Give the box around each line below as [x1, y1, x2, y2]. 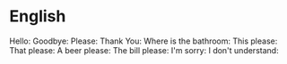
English [9, 6, 66, 27]
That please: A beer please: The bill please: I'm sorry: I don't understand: [9, 44, 280, 55]
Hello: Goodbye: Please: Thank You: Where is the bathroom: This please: [9, 36, 278, 46]
